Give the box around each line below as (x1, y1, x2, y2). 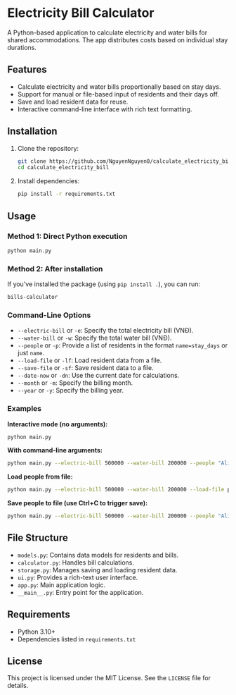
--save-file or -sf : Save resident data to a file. (17, 364, 154, 372)
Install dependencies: (17, 177, 80, 185)
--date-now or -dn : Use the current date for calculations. (17, 371, 180, 380)
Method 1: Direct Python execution (7, 231, 128, 241)
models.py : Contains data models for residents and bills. (17, 551, 179, 559)
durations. (7, 43, 37, 51)
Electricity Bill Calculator (7, 5, 155, 21)
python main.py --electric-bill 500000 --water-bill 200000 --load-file (7, 486, 225, 493)
